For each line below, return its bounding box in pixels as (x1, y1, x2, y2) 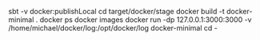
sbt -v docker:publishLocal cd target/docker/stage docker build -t (8, 7, 226, 16)
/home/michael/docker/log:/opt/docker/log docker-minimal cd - (8, 24, 218, 32)
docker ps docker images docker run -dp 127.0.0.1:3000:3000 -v (39, 15, 252, 24)
